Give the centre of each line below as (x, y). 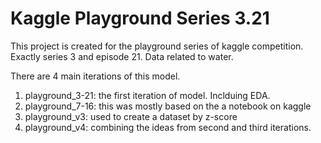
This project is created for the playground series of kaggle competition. (157, 46)
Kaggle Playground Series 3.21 (140, 18)
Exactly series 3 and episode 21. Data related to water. (122, 56)
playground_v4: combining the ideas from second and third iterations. (168, 127)
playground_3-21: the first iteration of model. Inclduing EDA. (147, 95)
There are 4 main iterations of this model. (95, 76)
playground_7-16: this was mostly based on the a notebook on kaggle (168, 106)
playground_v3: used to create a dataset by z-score (131, 116)
